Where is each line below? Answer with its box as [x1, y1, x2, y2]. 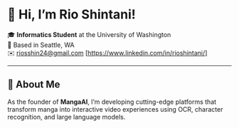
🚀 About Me [7, 78, 60, 91]
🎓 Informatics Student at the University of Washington [7, 30, 171, 38]
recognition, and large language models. [7, 112, 126, 121]
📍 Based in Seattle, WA [7, 41, 75, 49]
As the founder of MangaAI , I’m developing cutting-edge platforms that [7, 97, 217, 106]
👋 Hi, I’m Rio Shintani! [7, 6, 137, 23]
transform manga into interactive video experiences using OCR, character [7, 105, 223, 113]
